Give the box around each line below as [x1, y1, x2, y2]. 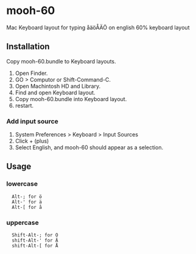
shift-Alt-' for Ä [12, 238, 59, 244]
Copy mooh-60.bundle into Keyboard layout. [15, 95, 127, 102]
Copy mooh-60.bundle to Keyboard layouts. [6, 57, 117, 65]
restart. [15, 102, 33, 109]
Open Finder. [15, 69, 48, 77]
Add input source [6, 117, 59, 125]
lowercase [6, 180, 38, 188]
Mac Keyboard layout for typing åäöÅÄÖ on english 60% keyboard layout [6, 24, 190, 31]
